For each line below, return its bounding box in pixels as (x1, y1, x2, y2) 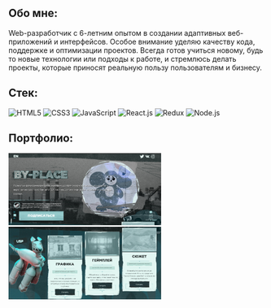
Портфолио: (8, 132, 73, 145)
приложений (8, 37, 53, 46)
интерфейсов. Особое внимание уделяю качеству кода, (59, 37, 256, 46)
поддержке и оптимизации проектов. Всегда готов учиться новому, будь (8, 45, 264, 55)
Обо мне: (8, 7, 59, 20)
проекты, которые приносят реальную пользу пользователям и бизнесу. (8, 63, 263, 72)
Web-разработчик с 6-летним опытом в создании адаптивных (8, 28, 226, 37)
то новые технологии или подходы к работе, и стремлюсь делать (8, 54, 237, 63)
